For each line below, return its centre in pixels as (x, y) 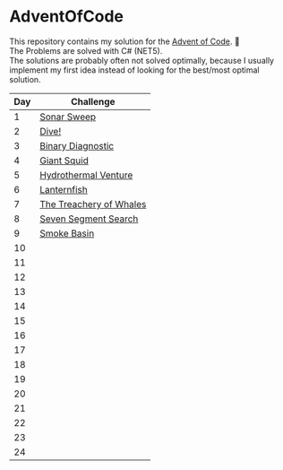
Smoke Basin (67, 233)
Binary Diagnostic (77, 145)
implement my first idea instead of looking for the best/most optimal (134, 70)
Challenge (93, 101)
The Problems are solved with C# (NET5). (86, 50)
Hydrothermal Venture (86, 175)
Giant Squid (64, 161)
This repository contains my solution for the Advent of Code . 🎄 (124, 41)
